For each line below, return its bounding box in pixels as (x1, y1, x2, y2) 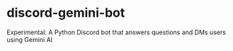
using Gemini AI (6, 35, 53, 43)
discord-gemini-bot (6, 5, 125, 21)
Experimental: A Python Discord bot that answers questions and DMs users (6, 28, 226, 36)
